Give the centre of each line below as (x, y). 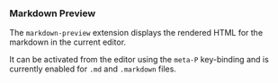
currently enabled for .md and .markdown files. (93, 69)
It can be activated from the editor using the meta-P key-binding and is (139, 60)
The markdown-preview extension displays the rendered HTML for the (136, 33)
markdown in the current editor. (68, 42)
